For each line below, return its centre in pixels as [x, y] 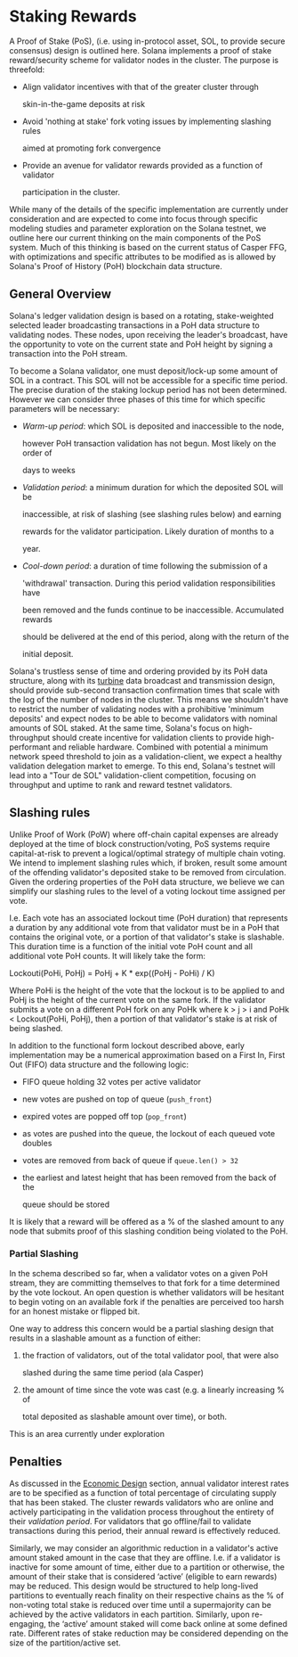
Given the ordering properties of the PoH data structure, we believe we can [147, 882]
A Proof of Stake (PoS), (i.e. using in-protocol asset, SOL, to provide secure [147, 41]
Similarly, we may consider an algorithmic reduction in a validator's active [144, 1547]
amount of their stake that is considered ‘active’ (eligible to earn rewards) [143, 1576]
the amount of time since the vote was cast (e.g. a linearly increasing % [153, 1390]
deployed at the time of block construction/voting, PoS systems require [140, 843]
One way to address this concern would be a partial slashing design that [141, 1328]
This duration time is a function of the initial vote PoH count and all [131, 946]
